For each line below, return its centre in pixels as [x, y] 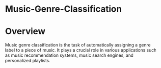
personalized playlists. [28, 61]
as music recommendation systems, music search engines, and [69, 55]
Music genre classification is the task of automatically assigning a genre [78, 45]
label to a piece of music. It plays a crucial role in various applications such [81, 50]
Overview [25, 32]
